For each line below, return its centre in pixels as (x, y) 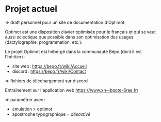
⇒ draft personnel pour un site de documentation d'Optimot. (65, 22)
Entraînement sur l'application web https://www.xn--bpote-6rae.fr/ (72, 90)
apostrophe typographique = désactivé (51, 114)
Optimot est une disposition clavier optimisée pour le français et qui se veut (80, 32)
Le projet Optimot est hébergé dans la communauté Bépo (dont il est (73, 52)
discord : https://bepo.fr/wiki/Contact (49, 71)
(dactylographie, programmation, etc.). (44, 42)
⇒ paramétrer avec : (25, 99)
